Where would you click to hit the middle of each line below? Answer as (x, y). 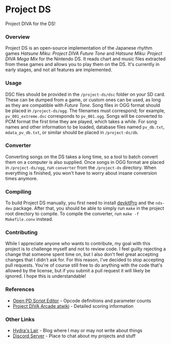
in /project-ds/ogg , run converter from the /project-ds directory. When (81, 167)
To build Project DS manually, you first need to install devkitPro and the (80, 203)
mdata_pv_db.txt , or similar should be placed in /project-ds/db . (72, 132)
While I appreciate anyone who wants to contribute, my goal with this (78, 244)
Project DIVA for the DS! (31, 24)
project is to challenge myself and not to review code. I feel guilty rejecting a (86, 249)
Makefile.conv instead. (29, 219)
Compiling (18, 191)
